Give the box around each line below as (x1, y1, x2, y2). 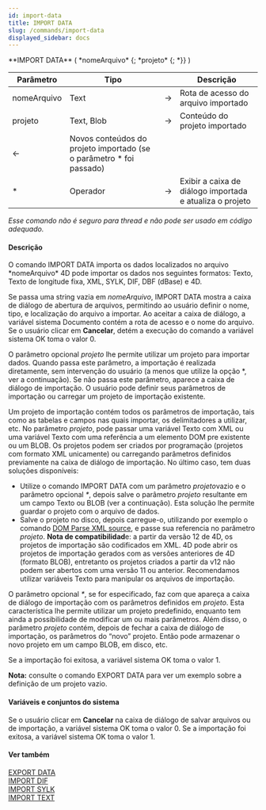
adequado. (8, 224, 44, 234)
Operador (70, 185, 105, 197)
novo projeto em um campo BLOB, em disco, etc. (8, 640, 168, 650)
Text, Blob (70, 116, 107, 127)
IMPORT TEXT (8, 793, 55, 802)
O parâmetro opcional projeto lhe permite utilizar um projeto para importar (8, 350, 250, 359)
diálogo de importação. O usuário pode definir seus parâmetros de (8, 384, 226, 393)
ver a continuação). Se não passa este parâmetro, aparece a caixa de (8, 375, 235, 384)
